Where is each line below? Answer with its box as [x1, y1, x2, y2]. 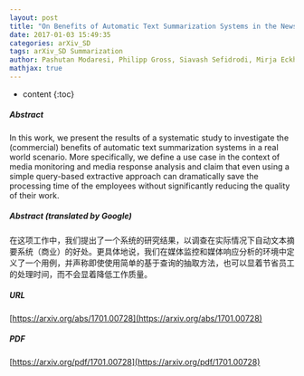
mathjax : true [9, 64, 63, 73]
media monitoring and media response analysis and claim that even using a [9, 160, 290, 172]
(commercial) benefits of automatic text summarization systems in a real [9, 141, 279, 152]
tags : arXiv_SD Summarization [9, 47, 124, 56]
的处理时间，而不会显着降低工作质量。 [9, 268, 152, 279]
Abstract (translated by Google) [9, 210, 133, 222]
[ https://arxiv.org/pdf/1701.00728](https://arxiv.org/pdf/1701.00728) [9, 356, 261, 367]
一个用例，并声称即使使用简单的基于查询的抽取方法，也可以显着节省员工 [24, 257, 295, 268]
